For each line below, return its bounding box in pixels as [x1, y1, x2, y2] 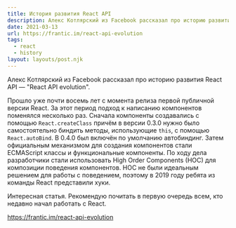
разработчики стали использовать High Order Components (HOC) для [7, 156, 216, 164]
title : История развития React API [7, 10, 112, 18]
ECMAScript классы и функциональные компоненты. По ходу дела [7, 148, 207, 156]
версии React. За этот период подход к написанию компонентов [7, 103, 202, 112]
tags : [7, 36, 23, 43]
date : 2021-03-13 [7, 23, 58, 30]
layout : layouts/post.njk [7, 56, 83, 63]
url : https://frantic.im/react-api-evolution [7, 29, 143, 37]
